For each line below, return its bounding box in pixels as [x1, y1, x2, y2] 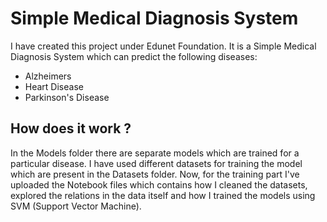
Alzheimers [24, 70, 72, 82]
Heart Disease [24, 80, 84, 92]
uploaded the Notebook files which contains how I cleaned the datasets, [10, 178, 308, 191]
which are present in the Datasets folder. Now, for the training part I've [10, 168, 300, 180]
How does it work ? [10, 120, 132, 137]
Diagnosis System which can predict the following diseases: [10, 50, 258, 62]
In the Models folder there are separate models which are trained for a [10, 147, 300, 159]
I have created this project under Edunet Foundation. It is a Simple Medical [10, 40, 317, 52]
